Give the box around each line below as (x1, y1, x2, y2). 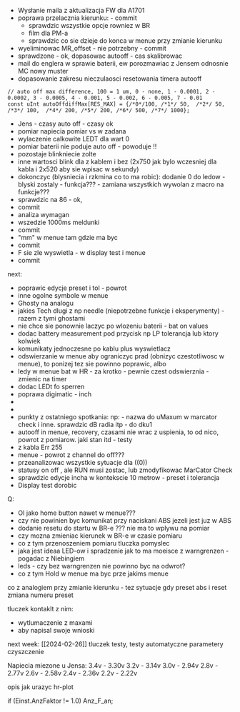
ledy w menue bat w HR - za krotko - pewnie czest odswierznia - (17, 367, 209, 376)
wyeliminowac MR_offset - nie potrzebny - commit (17, 44, 166, 52)
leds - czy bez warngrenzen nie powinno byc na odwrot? (17, 562, 186, 570)
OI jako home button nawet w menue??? (17, 508, 136, 517)
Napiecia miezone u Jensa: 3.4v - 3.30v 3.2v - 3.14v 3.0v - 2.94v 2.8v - (7, 661, 219, 670)
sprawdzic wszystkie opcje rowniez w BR (28, 21, 151, 29)
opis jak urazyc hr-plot (7, 683, 74, 691)
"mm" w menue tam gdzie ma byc (17, 234, 118, 241)
